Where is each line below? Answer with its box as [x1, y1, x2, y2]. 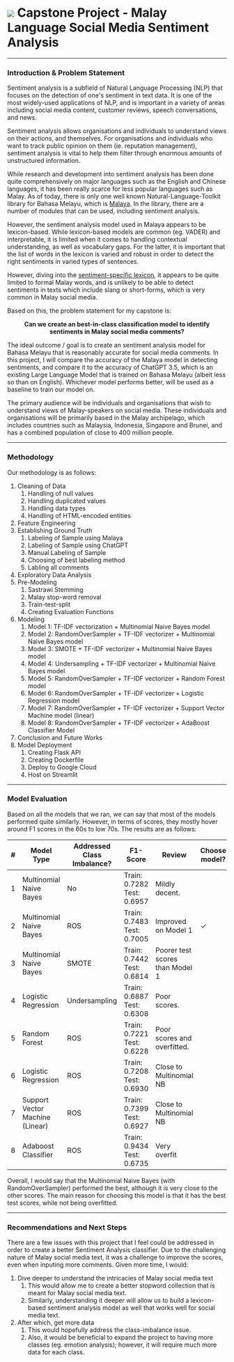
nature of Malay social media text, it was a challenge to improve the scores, [7, 1253, 224, 1262]
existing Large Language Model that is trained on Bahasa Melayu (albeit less [7, 370, 226, 379]
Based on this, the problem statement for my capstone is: [7, 306, 172, 315]
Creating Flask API [27, 748, 81, 756]
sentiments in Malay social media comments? [49, 327, 185, 336]
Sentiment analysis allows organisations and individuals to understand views [7, 127, 227, 135]
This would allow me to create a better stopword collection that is [27, 1281, 216, 1290]
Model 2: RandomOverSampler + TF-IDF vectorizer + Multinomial [27, 629, 215, 638]
